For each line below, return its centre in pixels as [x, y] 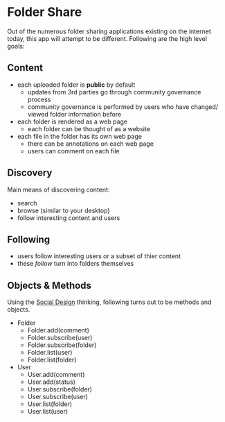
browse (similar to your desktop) [63, 210]
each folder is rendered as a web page [72, 121]
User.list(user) [48, 412]
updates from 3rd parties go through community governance [114, 92]
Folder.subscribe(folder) [62, 345]
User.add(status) [52, 382]
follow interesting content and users [69, 218]
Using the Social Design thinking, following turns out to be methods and [109, 302]
